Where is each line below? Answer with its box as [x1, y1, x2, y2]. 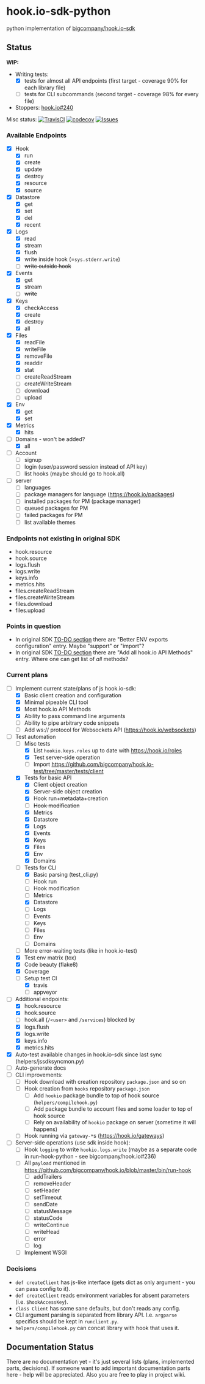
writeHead [33, 1228, 60, 1235]
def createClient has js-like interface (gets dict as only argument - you [15, 1279, 195, 1286]
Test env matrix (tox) [24, 954, 77, 961]
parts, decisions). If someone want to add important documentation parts [6, 1364, 190, 1372]
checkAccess [24, 304, 59, 311]
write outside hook [24, 262, 71, 270]
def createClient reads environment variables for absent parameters [15, 1291, 190, 1299]
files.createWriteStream [15, 593, 75, 601]
